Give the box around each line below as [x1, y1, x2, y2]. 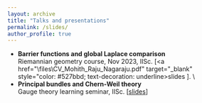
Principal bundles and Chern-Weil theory [17, 80, 142, 89]
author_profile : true [7, 30, 72, 38]
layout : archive [7, 10, 55, 18]
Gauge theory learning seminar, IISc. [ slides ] [17, 87, 148, 96]
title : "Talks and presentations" [7, 17, 110, 24]
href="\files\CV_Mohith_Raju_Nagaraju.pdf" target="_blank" [17, 65, 193, 73]
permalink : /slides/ [7, 23, 69, 31]
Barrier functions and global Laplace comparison [17, 50, 166, 58]
